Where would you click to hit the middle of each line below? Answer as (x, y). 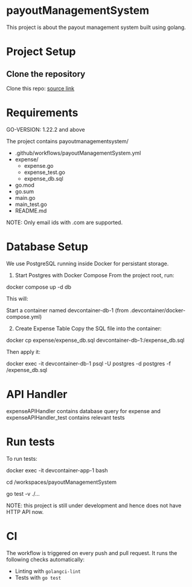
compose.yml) (24, 316)
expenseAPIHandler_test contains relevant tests (66, 417)
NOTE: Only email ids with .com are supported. (64, 222)
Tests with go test (38, 577)
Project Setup (41, 52)
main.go (25, 197)
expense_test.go (44, 172)
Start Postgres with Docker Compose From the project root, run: (94, 275)
